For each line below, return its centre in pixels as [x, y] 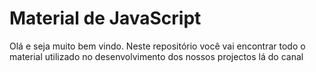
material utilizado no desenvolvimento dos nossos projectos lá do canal [156, 56]
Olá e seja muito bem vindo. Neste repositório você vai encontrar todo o [157, 46]
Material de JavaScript [105, 18]
